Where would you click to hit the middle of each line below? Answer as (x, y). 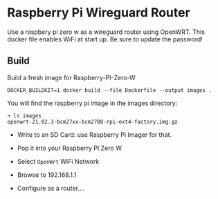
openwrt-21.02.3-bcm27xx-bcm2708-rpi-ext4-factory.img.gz (92, 122)
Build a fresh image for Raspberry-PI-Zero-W (72, 77)
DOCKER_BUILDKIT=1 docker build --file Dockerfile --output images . (110, 90)
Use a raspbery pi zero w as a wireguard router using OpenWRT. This (106, 32)
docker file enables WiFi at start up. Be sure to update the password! (105, 39)
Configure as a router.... (51, 188)
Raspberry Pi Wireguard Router (99, 13)
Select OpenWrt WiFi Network (58, 161)
